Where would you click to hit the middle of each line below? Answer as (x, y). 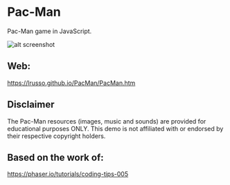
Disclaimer (31, 105)
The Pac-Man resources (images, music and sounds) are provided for (107, 121)
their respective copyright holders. (56, 136)
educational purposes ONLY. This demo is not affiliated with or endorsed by (115, 128)
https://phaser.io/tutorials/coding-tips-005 (68, 174)
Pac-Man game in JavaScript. (50, 31)
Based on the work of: (55, 157)
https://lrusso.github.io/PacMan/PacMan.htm (71, 83)
